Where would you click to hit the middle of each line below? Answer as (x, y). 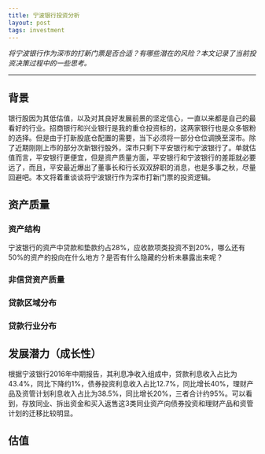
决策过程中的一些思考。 (53, 63)
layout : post (29, 23)
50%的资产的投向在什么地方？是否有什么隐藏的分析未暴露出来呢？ (116, 257)
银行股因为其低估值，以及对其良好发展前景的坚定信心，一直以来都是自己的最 (132, 118)
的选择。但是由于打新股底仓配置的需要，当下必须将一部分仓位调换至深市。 (129, 138)
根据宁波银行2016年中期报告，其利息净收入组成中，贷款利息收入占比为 (123, 374)
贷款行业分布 (33, 326)
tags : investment (37, 30)
